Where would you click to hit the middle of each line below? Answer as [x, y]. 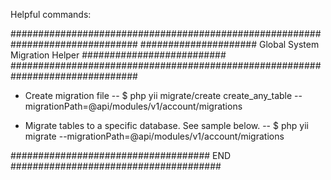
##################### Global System [229, 44]
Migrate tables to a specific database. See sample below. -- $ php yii [166, 125]
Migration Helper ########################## [118, 55]
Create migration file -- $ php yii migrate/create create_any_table [158, 95]
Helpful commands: [51, 14]
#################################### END [121, 155]
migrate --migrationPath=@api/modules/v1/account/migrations [154, 136]
